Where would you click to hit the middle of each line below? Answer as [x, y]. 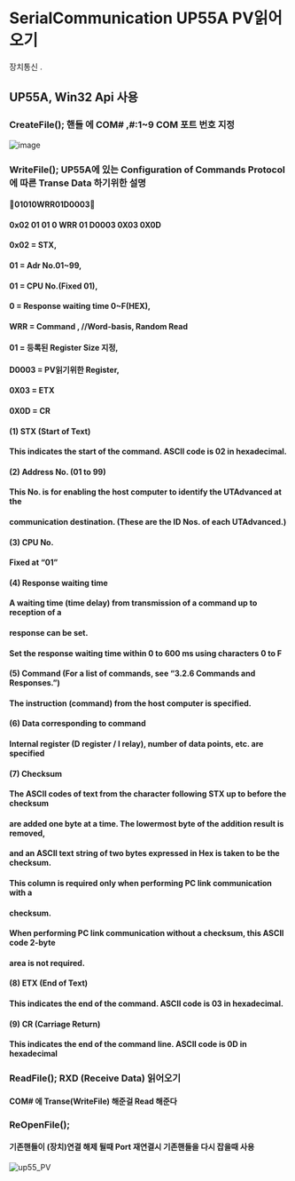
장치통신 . [26, 67]
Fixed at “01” [34, 563]
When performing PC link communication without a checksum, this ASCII [147, 933]
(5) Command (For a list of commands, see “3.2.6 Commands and [132, 674]
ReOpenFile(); [40, 1124]
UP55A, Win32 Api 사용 [74, 97]
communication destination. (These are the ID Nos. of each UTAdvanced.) [148, 522]
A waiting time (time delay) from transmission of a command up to [133, 603]
